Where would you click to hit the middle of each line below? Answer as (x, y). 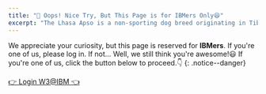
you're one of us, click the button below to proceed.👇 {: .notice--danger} (127, 62)
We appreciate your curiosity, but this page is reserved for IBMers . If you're (131, 45)
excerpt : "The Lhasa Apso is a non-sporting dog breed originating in (127, 23)
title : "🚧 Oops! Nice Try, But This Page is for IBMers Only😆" (116, 15)
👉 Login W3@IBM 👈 (44, 81)
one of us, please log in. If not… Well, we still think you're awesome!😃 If (125, 54)
